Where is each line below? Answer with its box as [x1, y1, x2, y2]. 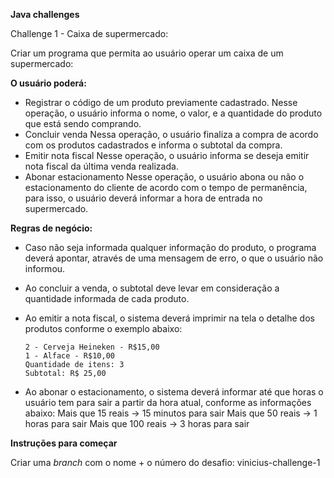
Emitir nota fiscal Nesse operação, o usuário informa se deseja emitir [24, 150, 310, 161]
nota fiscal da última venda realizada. [24, 160, 179, 172]
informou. [24, 263, 66, 274]
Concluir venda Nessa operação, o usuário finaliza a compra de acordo [24, 129, 319, 140]
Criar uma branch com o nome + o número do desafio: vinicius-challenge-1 [10, 457, 321, 468]
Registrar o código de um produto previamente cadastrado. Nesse [24, 97, 298, 108]
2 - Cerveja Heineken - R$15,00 [24, 342, 160, 352]
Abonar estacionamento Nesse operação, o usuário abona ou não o [24, 171, 305, 183]
